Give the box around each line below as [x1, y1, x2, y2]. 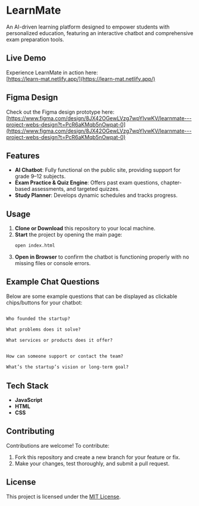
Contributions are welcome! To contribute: [6, 442, 110, 449]
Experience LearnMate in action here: [6, 69, 98, 76]
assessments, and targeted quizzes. [31, 186, 120, 193]
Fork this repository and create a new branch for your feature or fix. [14, 453, 181, 461]
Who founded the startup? [6, 316, 70, 322]
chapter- [160, 179, 182, 186]
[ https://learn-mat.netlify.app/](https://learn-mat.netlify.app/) [6, 75, 156, 82]
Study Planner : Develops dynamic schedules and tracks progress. [14, 191, 178, 199]
